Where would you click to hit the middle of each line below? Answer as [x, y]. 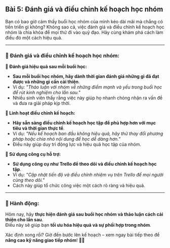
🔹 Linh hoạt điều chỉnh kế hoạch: [40, 113]
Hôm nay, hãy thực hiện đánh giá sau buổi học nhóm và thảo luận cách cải [84, 214]
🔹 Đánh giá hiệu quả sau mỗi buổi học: [46, 67]
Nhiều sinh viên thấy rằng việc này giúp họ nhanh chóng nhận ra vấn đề [88, 98]
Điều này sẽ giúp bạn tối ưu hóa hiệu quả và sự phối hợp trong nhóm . [78, 225]
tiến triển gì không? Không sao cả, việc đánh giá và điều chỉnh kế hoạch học [85, 27]
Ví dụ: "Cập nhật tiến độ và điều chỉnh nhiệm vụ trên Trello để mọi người [88, 175]
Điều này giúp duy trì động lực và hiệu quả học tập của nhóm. [77, 144]
